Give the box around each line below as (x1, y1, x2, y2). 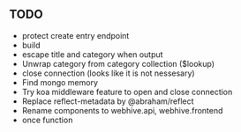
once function (21, 114, 73, 125)
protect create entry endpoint (21, 30, 130, 40)
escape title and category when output (21, 48, 163, 60)
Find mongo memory (21, 77, 99, 87)
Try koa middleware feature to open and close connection (21, 86, 233, 97)
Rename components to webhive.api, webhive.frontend (21, 105, 223, 115)
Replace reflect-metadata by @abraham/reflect (21, 96, 194, 106)
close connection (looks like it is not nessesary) (21, 68, 196, 78)
